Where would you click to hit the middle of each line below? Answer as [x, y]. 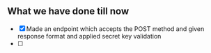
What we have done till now [68, 11]
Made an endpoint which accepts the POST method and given [115, 29]
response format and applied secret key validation [89, 36]
